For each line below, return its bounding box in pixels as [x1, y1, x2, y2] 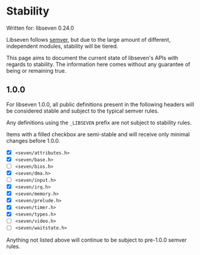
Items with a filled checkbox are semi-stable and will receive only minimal [6, 130, 190, 137]
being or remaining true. [6, 67, 67, 74]
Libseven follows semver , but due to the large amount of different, [6, 36, 171, 43]
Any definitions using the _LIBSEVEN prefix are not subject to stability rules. [6, 119, 192, 126]
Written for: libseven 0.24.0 [6, 24, 75, 31]
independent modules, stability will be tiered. [6, 42, 118, 50]
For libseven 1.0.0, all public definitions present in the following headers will [6, 101, 195, 108]
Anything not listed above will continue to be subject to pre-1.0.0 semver [6, 236, 187, 243]
